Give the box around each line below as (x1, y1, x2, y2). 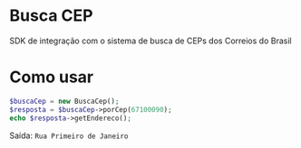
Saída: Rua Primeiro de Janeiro (9, 130, 129, 141)
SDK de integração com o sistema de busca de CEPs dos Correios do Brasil (9, 35, 292, 46)
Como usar (9, 67, 94, 88)
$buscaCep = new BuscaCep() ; (9, 97, 120, 106)
